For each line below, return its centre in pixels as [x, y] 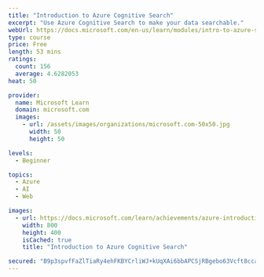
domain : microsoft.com [52, 110]
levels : [21, 153]
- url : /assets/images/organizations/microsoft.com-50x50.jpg [126, 125]
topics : [21, 175]
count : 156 [33, 67]
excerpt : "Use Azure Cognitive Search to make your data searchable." [126, 23]
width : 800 [40, 225]
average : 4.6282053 [47, 74]
